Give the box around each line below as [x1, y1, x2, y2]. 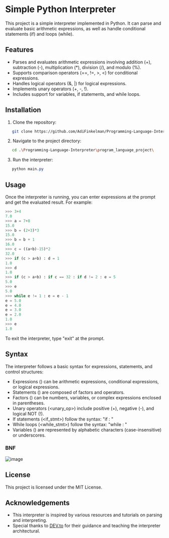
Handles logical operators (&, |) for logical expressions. [12, 80, 127, 86]
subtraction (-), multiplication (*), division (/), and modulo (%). [12, 64, 141, 70]
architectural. [12, 528, 40, 534]
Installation [5, 106, 41, 114]
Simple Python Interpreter [5, 4, 116, 15]
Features [5, 45, 34, 54]
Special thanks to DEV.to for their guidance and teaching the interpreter [12, 523, 161, 529]
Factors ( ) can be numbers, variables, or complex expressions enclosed [12, 394, 161, 400]
